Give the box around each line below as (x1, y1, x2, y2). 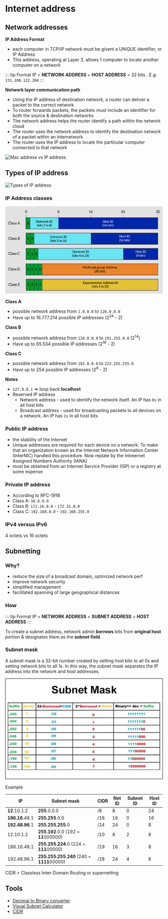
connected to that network (12, 145, 67, 151)
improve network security (12, 579, 66, 585)
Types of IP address (5, 169, 68, 177)
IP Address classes (5, 194, 52, 201)
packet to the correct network (12, 102, 74, 108)
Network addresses (5, 23, 68, 32)
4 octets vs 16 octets (5, 533, 48, 539)
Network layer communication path (5, 87, 80, 93)
